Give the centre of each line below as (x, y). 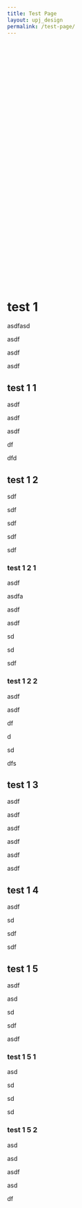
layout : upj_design (35, 20)
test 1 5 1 (22, 1057)
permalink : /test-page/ (41, 26)
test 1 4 (23, 890)
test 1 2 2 (22, 681)
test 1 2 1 (22, 567)
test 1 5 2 (22, 1130)
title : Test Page (32, 13)
